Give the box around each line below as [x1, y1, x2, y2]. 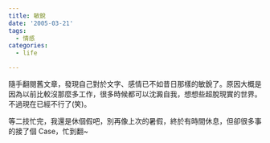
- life [15, 49, 38, 57]
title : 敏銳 [8, 11, 46, 20]
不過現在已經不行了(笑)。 [8, 100, 92, 108]
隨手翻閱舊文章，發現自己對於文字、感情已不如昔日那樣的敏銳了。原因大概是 [8, 80, 262, 88]
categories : [8, 42, 48, 50]
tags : [8, 27, 27, 35]
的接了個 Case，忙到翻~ [8, 126, 88, 136]
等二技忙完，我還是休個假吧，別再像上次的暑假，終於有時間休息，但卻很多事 [8, 116, 262, 125]
